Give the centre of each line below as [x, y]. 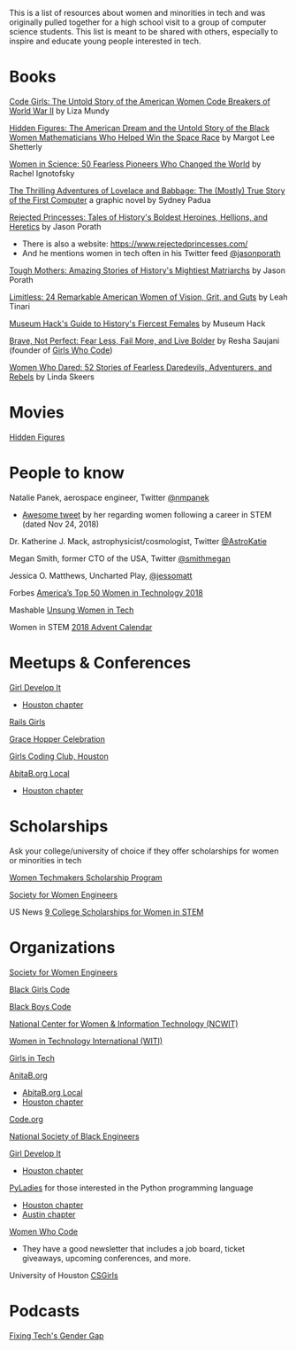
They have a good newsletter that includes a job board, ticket [133, 1248]
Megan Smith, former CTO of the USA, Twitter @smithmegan [120, 558]
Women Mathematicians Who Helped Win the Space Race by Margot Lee [142, 137]
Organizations [62, 947]
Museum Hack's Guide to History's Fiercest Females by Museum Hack [137, 324]
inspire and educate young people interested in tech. [105, 41]
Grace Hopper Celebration [57, 738]
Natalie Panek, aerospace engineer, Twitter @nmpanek [109, 497]
